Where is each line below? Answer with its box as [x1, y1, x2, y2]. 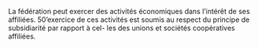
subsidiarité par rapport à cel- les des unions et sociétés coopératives [8, 23, 235, 32]
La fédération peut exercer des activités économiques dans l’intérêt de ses [8, 7, 250, 16]
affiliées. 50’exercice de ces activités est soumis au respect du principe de [8, 15, 250, 24]
